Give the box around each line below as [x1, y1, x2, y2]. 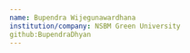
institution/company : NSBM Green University [9, 22, 181, 31]
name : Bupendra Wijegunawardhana [9, 13, 136, 22]
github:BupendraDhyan [9, 30, 92, 39]
